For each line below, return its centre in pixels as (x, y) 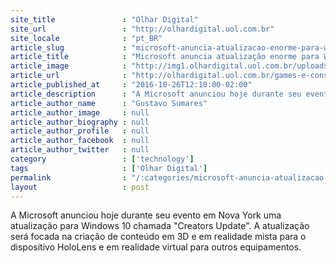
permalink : (69, 177)
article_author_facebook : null (80, 141)
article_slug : (69, 47)
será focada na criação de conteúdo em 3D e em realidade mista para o (158, 237)
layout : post (80, 187)
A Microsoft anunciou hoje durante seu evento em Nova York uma (146, 215)
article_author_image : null (80, 112)
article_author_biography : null (80, 122)
